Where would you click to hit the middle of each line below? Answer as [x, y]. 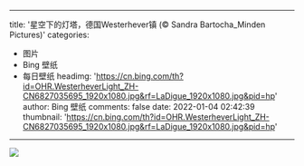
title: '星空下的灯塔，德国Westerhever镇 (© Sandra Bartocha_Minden [138, 24]
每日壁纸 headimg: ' [59, 76]
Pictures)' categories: [49, 34]
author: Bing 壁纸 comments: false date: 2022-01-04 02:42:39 [138, 107]
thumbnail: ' [44, 117]
